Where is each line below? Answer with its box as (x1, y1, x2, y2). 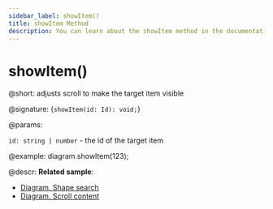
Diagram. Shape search (19, 183, 99, 193)
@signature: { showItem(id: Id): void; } (8, 104, 141, 114)
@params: (8, 120, 43, 130)
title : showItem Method (8, 19, 89, 28)
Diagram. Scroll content (19, 191, 100, 201)
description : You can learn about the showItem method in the (8, 27, 223, 35)
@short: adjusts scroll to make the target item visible (8, 88, 184, 98)
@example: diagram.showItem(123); (8, 151, 129, 161)
